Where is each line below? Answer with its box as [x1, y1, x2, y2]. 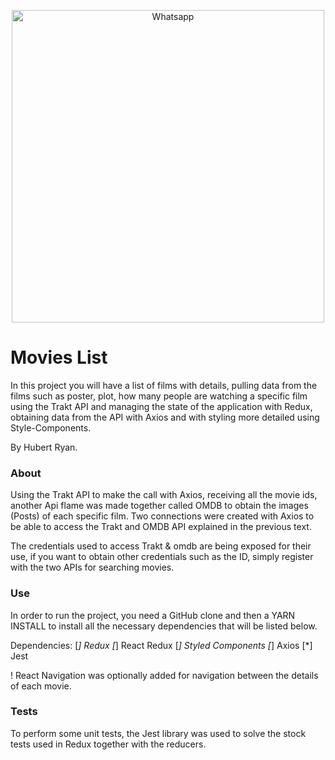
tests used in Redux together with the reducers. [10, 738, 207, 750]
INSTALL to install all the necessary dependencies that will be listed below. [10, 620, 318, 632]
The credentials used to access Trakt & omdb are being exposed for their [10, 540, 312, 552]
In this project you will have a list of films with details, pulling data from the [10, 379, 318, 391]
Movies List [10, 346, 108, 369]
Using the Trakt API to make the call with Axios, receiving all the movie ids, [10, 489, 318, 501]
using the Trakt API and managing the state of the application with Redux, [10, 400, 313, 412]
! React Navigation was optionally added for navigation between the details [10, 669, 319, 681]
